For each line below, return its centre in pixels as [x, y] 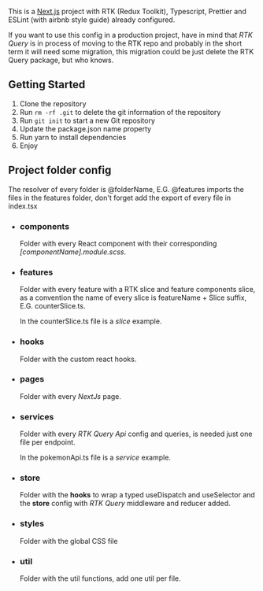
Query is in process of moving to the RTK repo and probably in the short [125, 43]
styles [32, 524]
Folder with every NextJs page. [70, 396]
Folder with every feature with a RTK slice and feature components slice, [137, 290]
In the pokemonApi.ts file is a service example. [95, 458]
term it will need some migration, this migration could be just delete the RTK [131, 52]
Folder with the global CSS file [69, 541]
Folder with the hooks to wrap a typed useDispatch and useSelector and [137, 495]
